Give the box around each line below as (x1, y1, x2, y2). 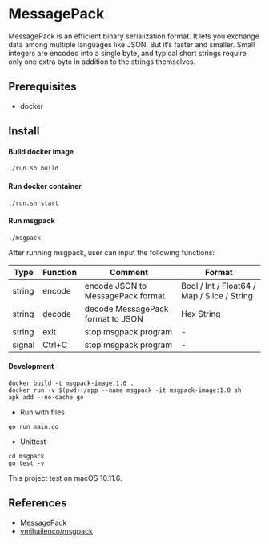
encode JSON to (84, 280, 147, 291)
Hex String (181, 308, 221, 319)
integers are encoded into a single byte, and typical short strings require (8, 48, 247, 58)
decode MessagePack (84, 303, 169, 314)
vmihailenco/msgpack (19, 526, 94, 536)
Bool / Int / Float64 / (181, 280, 256, 291)
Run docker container (8, 181, 82, 190)
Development (8, 362, 54, 371)
